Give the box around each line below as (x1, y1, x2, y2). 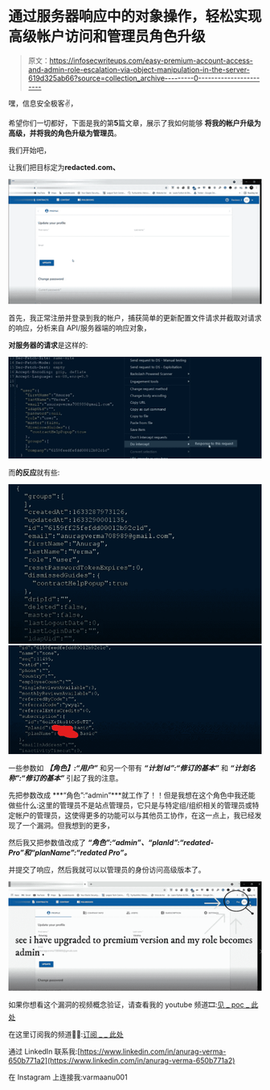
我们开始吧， (8, 145, 51, 155)
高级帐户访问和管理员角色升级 (8, 27, 207, 46)
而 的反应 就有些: (8, 468, 60, 478)
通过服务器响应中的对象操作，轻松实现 (8, 7, 263, 26)
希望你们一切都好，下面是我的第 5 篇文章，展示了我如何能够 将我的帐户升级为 (8, 118, 261, 127)
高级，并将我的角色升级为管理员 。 (8, 128, 121, 138)
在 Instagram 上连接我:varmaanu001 (8, 1072, 128, 1082)
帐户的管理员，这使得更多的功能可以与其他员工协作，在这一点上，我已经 (14, 810, 255, 820)
